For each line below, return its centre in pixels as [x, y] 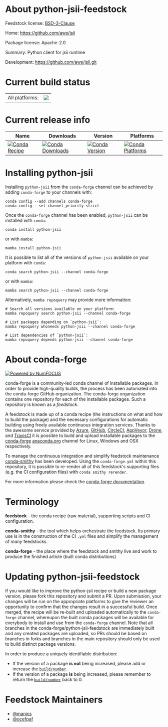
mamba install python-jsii [33, 248]
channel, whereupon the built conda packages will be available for [85, 617]
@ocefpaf [23, 719]
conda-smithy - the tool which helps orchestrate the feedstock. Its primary [83, 531]
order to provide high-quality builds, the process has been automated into [81, 388]
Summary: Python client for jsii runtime [45, 52]
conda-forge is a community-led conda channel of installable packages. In [82, 383]
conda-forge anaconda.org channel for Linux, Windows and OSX [72, 441]
